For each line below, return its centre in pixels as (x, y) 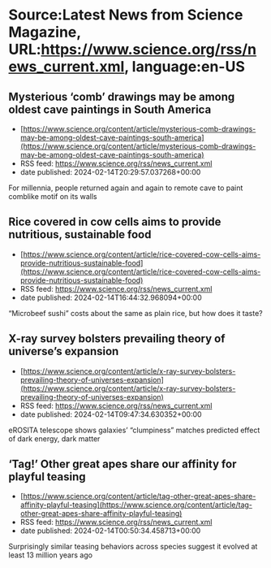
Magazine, (45, 32)
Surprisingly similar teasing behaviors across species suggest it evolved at (133, 547)
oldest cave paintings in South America (110, 109)
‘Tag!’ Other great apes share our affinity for (123, 464)
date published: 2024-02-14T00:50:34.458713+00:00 (110, 531)
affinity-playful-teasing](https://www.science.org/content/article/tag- (136, 505)
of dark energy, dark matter (54, 438)
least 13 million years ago (51, 555)
